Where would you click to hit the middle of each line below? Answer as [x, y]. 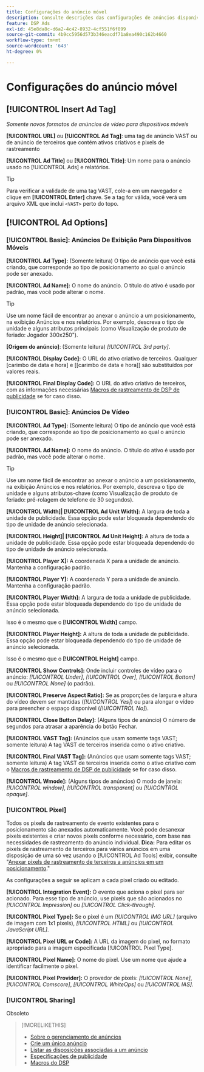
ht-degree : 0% [24, 52]
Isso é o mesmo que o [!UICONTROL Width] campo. [72, 622]
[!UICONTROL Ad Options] [57, 223]
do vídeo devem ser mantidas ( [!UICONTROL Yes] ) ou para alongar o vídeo [100, 701]
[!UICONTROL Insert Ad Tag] [61, 109]
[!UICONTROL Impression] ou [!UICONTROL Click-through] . [81, 905]
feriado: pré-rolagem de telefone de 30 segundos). [70, 499]
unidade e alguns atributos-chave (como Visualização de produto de [92, 493]
